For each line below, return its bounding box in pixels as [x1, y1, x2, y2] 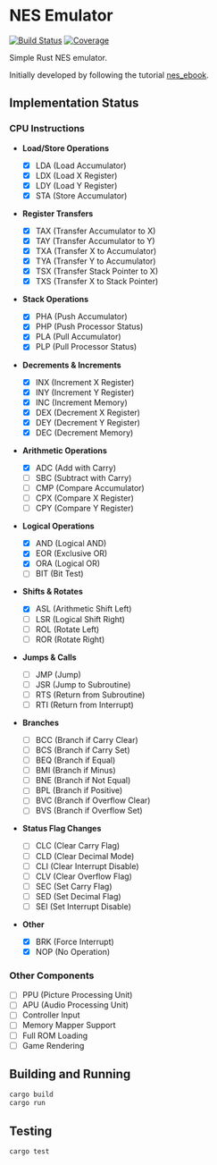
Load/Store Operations [21, 142, 110, 153]
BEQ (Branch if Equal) [35, 755, 116, 765]
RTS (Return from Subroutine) [35, 689, 146, 700]
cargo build [9, 1090, 54, 1100]
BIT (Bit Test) [35, 569, 84, 579]
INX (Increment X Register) [35, 376, 135, 387]
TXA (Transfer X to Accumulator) [35, 246, 157, 256]
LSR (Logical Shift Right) [35, 613, 125, 624]
